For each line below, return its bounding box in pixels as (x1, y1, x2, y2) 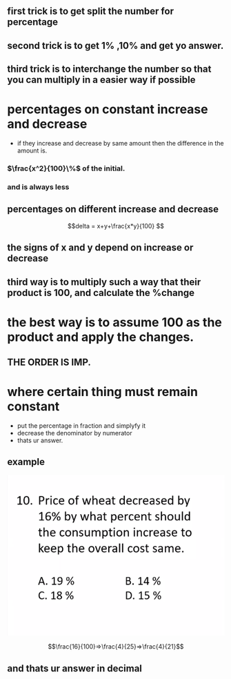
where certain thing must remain (7, 384, 199, 400)
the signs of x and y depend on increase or (7, 242, 194, 254)
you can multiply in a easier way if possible (7, 74, 196, 86)
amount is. (17, 146, 48, 155)
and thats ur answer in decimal (7, 662, 143, 674)
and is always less (7, 182, 70, 192)
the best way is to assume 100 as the (7, 314, 223, 330)
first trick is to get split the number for (7, 6, 174, 17)
